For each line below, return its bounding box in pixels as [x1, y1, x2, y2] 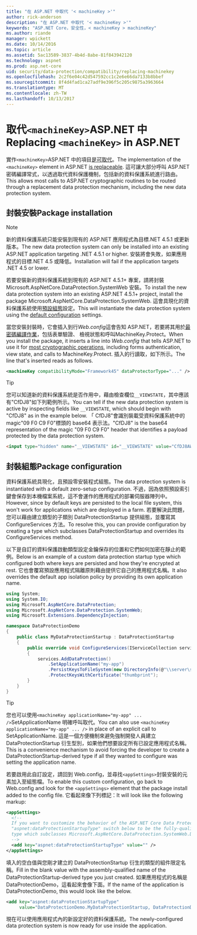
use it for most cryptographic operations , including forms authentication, [6, 344, 182, 351]
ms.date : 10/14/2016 [6, 42, 57, 47]
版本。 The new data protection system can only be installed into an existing [6, 243, 189, 250]
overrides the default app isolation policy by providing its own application [6, 573, 183, 580]
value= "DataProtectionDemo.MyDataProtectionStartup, [19, 904, 151, 910]
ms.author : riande [6, 30, 51, 36]
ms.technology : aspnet [6, 57, 62, 63]
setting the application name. [6, 759, 76, 766]
